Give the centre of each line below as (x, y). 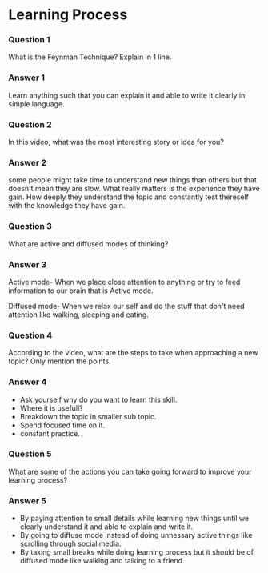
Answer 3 (28, 264)
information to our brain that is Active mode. (81, 291)
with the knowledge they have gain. (67, 206)
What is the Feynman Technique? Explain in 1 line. (90, 57)
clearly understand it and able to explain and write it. (106, 527)
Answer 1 (27, 78)
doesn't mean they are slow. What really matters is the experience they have (134, 189)
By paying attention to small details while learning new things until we (134, 519)
